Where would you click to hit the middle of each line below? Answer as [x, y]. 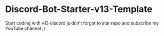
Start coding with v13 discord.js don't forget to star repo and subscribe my [82, 23]
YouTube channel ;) [25, 28]
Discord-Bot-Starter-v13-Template [79, 9]
